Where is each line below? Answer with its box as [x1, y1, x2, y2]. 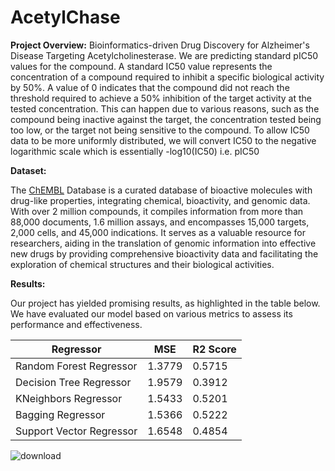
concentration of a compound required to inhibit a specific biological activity [10, 71, 325, 83]
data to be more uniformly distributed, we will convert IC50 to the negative [10, 134, 317, 146]
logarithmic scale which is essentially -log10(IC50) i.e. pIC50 [10, 145, 260, 157]
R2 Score [192, 342, 237, 356]
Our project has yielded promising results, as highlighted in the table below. [10, 297, 321, 309]
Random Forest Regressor [15, 359, 138, 373]
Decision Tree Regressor [15, 375, 132, 389]
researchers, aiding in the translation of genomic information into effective [10, 237, 317, 249]
